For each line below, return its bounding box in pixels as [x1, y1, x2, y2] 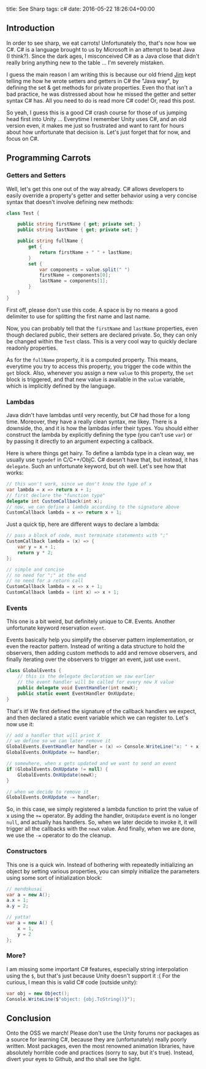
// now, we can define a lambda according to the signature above [6, 504, 180, 510]
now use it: [6, 720, 34, 727]
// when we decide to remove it [6, 789, 89, 795]
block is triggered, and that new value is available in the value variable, [6, 375, 185, 383]
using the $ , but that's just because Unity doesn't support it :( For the [6, 972, 180, 979]
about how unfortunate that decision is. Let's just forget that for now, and [6, 128, 191, 136]
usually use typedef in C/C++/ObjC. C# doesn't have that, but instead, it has [6, 456, 199, 463]
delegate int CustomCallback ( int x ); [6, 498, 103, 504]
